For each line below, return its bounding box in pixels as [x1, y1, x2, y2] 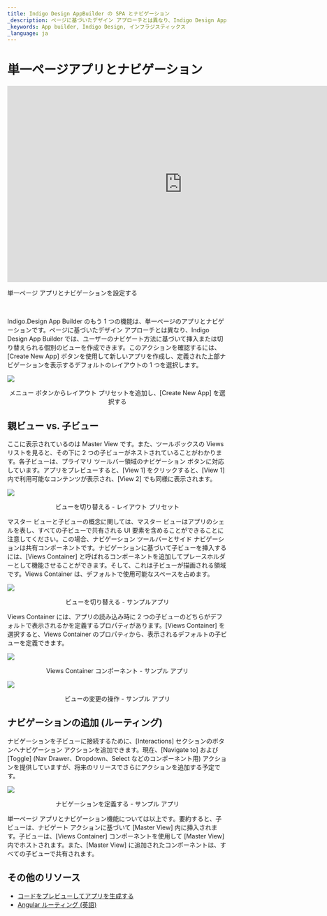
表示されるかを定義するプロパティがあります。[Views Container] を [31, 621, 226, 629]
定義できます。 [25, 639, 68, 647]
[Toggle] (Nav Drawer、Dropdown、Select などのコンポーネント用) [7, 754, 201, 762]
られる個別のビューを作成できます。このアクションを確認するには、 [25, 343, 221, 352]
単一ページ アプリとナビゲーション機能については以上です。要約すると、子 [7, 814, 222, 822]
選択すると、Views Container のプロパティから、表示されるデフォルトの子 [7, 630, 221, 638]
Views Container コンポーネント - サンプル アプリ [45, 667, 189, 674]
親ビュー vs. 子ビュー [7, 420, 99, 431]
